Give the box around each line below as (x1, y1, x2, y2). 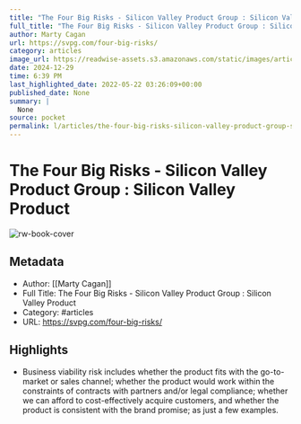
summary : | (9, 96, 50, 106)
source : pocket (9, 113, 66, 122)
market (21, 375, 49, 386)
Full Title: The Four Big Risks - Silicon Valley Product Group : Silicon (21, 287, 271, 298)
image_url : (9, 55, 50, 64)
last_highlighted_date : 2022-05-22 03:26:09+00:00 (9, 80, 202, 89)
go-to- (260, 366, 285, 377)
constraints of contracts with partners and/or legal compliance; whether (21, 385, 288, 396)
